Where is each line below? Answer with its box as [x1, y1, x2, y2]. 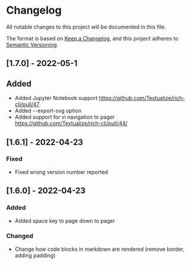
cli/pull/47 [14, 101, 40, 108]
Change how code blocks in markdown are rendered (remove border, [14, 245, 184, 252]
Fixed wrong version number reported [14, 168, 108, 176]
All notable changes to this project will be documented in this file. [6, 23, 167, 30]
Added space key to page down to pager [14, 217, 115, 224]
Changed [6, 232, 34, 240]
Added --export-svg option [14, 107, 82, 114]
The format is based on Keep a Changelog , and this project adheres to [6, 35, 179, 42]
